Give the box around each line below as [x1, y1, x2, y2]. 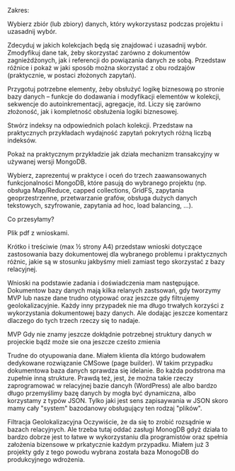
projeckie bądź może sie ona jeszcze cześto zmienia [7, 338, 161, 346]
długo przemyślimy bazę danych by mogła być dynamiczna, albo [7, 389, 196, 397]
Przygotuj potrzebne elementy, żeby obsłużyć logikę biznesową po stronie [7, 85, 224, 93]
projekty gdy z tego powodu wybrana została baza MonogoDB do [7, 448, 200, 456]
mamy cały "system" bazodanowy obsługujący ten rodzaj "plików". [7, 404, 203, 412]
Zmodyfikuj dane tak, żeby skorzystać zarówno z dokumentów [7, 49, 190, 57]
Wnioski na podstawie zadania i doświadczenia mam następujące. [7, 279, 200, 287]
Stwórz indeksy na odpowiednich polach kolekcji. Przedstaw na [7, 121, 193, 130]
